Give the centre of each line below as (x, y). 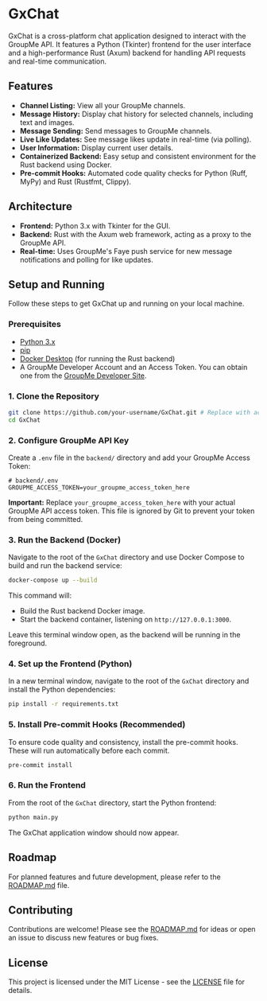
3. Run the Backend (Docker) (65, 539)
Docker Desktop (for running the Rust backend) (97, 358)
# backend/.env (33, 481)
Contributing (41, 910)
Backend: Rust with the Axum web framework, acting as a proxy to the (135, 234)
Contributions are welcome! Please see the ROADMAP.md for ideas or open (132, 929)
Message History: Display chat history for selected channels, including (136, 114)
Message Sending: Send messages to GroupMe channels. (116, 130)
